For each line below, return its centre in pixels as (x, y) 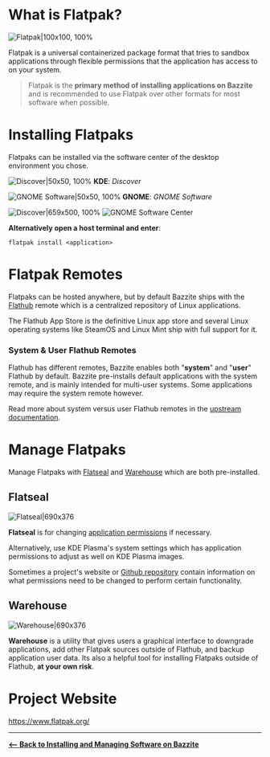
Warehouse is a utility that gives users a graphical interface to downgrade (131, 640)
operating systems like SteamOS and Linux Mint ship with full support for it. (133, 329)
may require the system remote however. (76, 393)
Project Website (63, 699)
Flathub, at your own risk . (51, 666)
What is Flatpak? (65, 15)
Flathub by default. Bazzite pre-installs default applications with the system (133, 376)
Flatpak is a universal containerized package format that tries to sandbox (129, 52)
